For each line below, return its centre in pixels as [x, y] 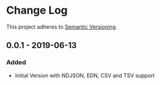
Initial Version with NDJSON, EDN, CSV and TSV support [85, 75]
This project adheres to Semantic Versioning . [62, 27]
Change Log [37, 10]
